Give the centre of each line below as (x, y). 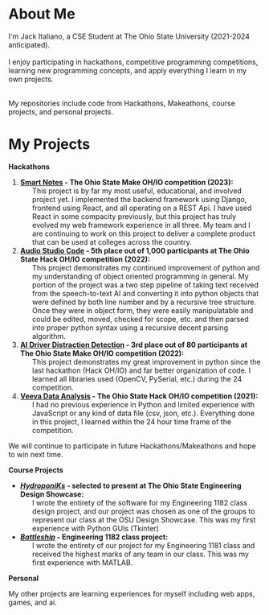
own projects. (31, 79)
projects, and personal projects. (61, 111)
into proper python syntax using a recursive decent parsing (130, 328)
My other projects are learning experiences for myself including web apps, (132, 593)
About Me (42, 14)
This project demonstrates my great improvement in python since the (146, 361)
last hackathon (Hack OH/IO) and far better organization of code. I (141, 370)
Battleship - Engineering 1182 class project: (94, 537)
